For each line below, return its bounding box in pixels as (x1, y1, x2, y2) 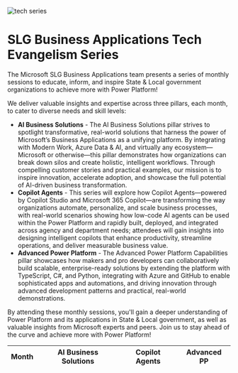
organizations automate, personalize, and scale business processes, (17, 203, 217, 212)
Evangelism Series (7, 47, 119, 63)
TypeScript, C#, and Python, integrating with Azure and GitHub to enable (17, 271, 230, 280)
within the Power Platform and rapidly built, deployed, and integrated (17, 218, 218, 227)
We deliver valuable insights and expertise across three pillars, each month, (7, 99, 228, 107)
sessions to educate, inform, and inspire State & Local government (7, 77, 202, 86)
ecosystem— (174, 143, 213, 151)
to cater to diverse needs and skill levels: (7, 107, 127, 115)
